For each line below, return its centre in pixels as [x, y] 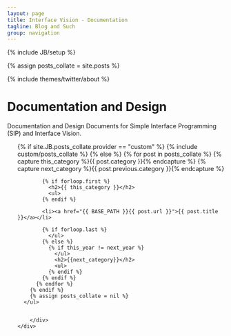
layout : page [26, 13]
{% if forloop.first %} [76, 181]
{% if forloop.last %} [75, 230]
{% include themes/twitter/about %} [59, 79]
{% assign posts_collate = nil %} [79, 296]
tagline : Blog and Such [41, 26]
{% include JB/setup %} [41, 52]
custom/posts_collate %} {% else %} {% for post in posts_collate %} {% [119, 154]
